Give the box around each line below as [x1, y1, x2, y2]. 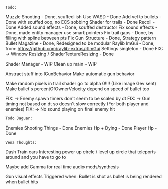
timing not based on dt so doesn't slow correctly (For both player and [5, 101, 149, 107]
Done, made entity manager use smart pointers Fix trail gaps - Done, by [5, 30, 154, 35]
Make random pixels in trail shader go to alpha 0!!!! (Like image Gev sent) [5, 81, 157, 86]
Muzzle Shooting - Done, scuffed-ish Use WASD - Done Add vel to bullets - [5, 14, 162, 20]
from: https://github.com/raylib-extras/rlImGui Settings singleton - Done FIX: [5, 46, 163, 51]
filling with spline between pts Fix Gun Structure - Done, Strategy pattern [5, 35, 156, 41]
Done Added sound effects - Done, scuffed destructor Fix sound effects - [5, 24, 158, 30]
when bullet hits [5, 179, 38, 185]
